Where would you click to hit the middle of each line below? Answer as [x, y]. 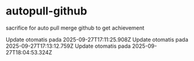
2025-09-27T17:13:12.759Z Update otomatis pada [68, 46]
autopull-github [47, 11]
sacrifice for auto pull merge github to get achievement [75, 28]
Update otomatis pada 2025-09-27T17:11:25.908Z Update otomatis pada [97, 39]
